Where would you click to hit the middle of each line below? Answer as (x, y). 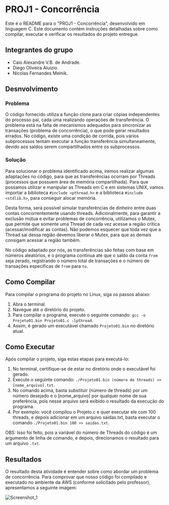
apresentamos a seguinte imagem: (41, 488)
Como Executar (30, 347)
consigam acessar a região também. (43, 240)
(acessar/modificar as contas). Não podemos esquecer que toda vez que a (83, 229)
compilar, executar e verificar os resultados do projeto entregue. (72, 34)
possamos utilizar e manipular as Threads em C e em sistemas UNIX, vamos (84, 187)
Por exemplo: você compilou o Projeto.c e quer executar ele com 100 (84, 412)
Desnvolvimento (32, 89)
